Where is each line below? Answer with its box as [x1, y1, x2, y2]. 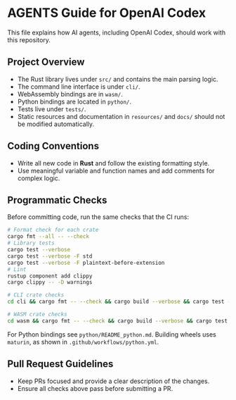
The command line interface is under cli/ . [17, 82, 140, 91]
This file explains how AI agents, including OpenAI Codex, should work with [7, 28, 226, 37]
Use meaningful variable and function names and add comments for [17, 166, 215, 175]
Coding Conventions [7, 140, 100, 152]
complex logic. [17, 174, 60, 182]
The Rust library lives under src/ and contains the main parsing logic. [17, 75, 218, 83]
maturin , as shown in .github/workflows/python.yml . [7, 337, 159, 346]
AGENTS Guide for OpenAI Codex [7, 5, 206, 21]
